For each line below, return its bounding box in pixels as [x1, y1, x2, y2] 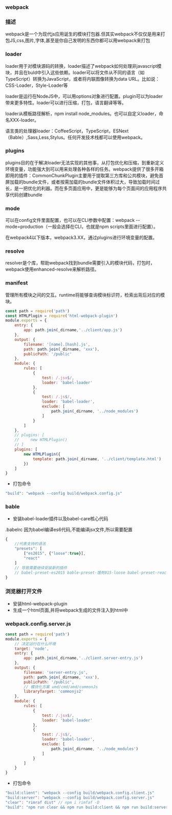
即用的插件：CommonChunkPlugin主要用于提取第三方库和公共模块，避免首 [5, 172, 164, 178]
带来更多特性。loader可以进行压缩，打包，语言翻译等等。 [5, 99, 126, 106]
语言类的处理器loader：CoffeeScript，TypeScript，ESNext [5, 127, 129, 134]
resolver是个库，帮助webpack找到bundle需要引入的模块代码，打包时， [5, 260, 155, 266]
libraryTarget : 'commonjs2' [24, 689, 83, 694]
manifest [5, 279, 28, 287]
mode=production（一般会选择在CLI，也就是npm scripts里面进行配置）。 [5, 223, 158, 230]
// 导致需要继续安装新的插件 [14, 565, 68, 571]
